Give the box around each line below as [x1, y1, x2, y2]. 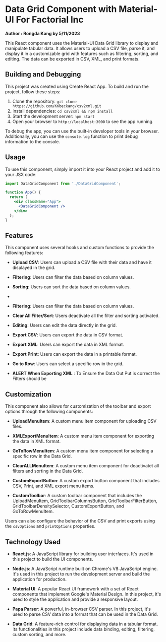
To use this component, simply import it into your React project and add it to [5, 166, 160, 172]
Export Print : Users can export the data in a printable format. [12, 351, 137, 357]
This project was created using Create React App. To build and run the [5, 83, 149, 89]
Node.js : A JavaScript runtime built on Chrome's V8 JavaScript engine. [12, 566, 158, 572]
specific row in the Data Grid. [12, 453, 72, 459]
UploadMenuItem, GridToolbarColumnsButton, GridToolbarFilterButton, [12, 498, 158, 504]
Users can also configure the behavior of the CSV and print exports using [5, 518, 155, 524]
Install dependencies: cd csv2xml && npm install [12, 108, 113, 114]
